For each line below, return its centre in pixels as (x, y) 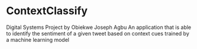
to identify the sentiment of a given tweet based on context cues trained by (98, 33)
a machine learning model (38, 40)
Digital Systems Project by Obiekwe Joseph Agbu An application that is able (99, 27)
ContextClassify (47, 11)
